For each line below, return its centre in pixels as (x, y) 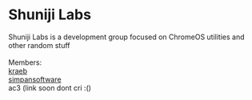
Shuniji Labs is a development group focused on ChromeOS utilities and (127, 37)
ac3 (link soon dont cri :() (50, 88)
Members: (25, 62)
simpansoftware (35, 79)
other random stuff (39, 45)
